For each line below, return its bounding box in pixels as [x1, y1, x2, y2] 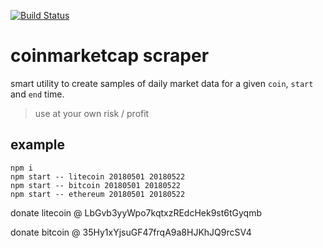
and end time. [10, 88, 65, 100]
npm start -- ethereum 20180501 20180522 [10, 189, 186, 199]
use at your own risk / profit [34, 107, 150, 119]
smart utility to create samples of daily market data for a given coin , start [10, 77, 314, 89]
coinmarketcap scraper [10, 45, 210, 67]
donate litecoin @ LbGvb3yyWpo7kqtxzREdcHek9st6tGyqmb [10, 206, 263, 219]
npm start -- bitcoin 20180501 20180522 [10, 180, 182, 190]
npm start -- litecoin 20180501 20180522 [10, 171, 186, 182]
